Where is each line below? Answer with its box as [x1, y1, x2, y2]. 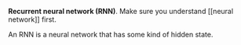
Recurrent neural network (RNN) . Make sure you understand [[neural [8, 7, 234, 16]
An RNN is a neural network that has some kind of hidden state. [8, 30, 214, 39]
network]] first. [8, 15, 57, 24]
